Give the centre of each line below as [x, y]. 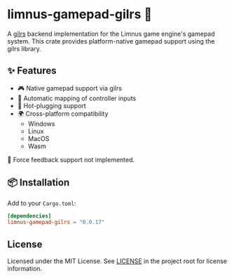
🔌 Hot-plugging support [51, 105]
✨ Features [32, 71]
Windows [41, 124]
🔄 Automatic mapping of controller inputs [77, 98]
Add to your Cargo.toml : [42, 203]
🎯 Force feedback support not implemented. [71, 159]
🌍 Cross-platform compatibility [63, 113]
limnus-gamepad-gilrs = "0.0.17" [56, 223]
